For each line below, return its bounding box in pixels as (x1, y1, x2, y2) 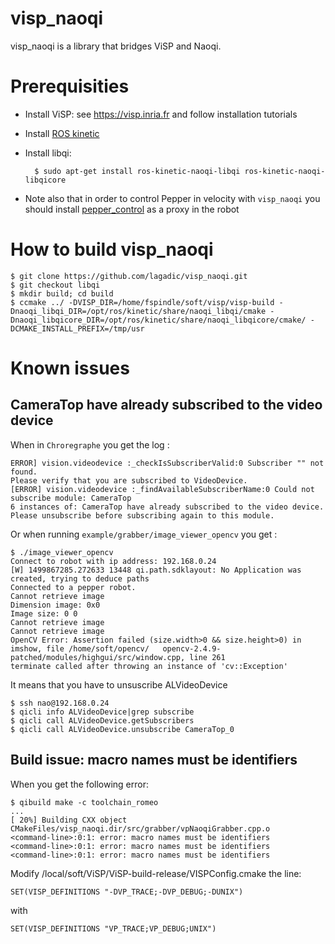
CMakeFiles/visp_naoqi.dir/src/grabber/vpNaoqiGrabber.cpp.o (10, 823, 271, 834)
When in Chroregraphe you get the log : (10, 438, 170, 451)
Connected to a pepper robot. (10, 582, 137, 592)
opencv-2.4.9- (162, 643, 222, 654)
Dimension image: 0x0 (10, 600, 101, 610)
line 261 (189, 652, 226, 662)
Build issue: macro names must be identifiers (10, 752, 298, 769)
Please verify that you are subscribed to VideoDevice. (10, 475, 248, 486)
